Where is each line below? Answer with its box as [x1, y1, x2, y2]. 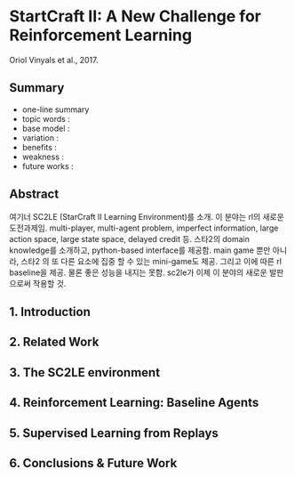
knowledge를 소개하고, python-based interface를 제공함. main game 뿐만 [9, 245, 271, 255]
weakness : [21, 151, 65, 162]
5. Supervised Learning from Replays [9, 425, 219, 441]
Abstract [9, 187, 60, 202]
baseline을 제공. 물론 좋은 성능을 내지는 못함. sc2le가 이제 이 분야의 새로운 [9, 267, 268, 278]
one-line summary [21, 104, 90, 115]
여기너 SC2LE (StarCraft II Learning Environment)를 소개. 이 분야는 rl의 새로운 [9, 211, 284, 222]
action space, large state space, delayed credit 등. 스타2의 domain [9, 233, 251, 244]
